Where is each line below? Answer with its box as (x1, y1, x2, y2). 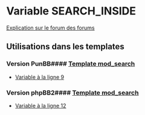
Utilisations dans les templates (6, 42, 125, 52)
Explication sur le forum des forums (6, 24, 95, 31)
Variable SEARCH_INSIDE (6, 4, 137, 18)
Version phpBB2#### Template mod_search (6, 89, 139, 97)
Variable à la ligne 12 (14, 102, 66, 109)
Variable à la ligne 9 (14, 73, 65, 81)
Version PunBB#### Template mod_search (6, 60, 135, 68)
